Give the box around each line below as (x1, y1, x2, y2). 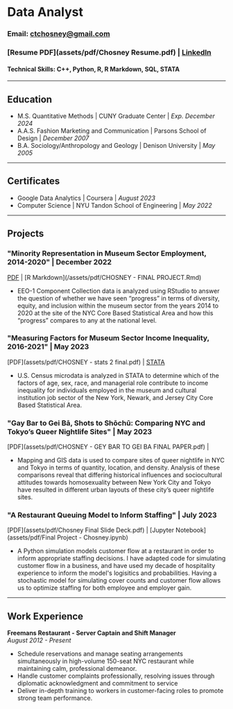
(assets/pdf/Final (7, 533, 55, 542)
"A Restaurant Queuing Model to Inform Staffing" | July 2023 (7, 510, 217, 520)
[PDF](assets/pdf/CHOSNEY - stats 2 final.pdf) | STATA (7, 358, 165, 366)
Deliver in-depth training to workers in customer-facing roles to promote (17, 687, 224, 695)
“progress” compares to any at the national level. (17, 316, 157, 324)
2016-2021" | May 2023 (7, 342, 89, 351)
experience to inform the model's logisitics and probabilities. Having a (17, 569, 217, 577)
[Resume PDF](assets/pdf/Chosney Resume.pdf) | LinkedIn (7, 48, 212, 58)
